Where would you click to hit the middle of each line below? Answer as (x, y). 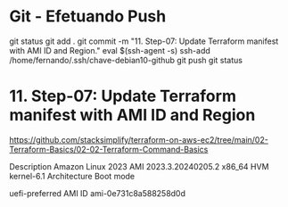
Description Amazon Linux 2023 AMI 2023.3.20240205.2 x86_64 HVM (139, 166)
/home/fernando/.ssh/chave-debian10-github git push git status (126, 60)
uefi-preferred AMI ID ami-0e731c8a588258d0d (97, 193)
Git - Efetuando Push (88, 17)
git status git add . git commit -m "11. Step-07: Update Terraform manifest (144, 41)
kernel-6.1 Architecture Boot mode (72, 176)
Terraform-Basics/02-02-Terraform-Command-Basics (109, 149)
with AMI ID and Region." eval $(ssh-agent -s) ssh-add (110, 50)
